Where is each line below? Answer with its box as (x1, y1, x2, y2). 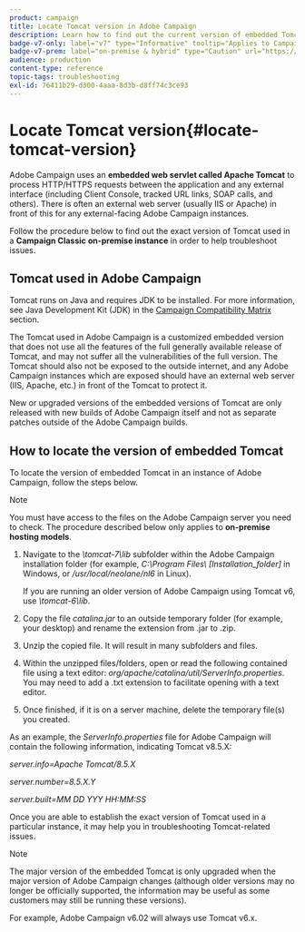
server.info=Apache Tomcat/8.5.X (9, 759, 136, 770)
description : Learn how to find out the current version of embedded (9, 30, 279, 39)
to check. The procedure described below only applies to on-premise (9, 522, 271, 533)
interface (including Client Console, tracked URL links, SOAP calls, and (9, 188, 273, 200)
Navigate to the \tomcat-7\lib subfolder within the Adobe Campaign (22, 549, 275, 560)
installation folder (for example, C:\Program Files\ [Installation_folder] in (22, 559, 290, 570)
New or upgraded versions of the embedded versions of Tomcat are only (9, 397, 282, 408)
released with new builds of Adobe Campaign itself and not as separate (9, 407, 277, 418)
